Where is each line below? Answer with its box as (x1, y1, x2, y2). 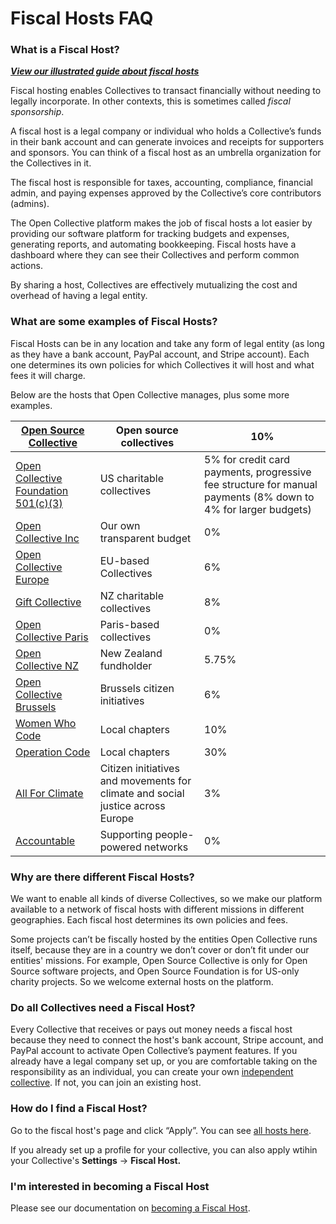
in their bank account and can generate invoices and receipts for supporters (10, 136, 325, 148)
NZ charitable (99, 588, 164, 602)
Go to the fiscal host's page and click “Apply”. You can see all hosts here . (10, 1124, 312, 1136)
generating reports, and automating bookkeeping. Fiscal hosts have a (10, 238, 297, 251)
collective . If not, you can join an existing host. (10, 1077, 202, 1089)
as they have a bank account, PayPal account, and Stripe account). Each (10, 348, 310, 360)
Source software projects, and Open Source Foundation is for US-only (10, 965, 300, 977)
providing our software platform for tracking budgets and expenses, (10, 228, 290, 240)
